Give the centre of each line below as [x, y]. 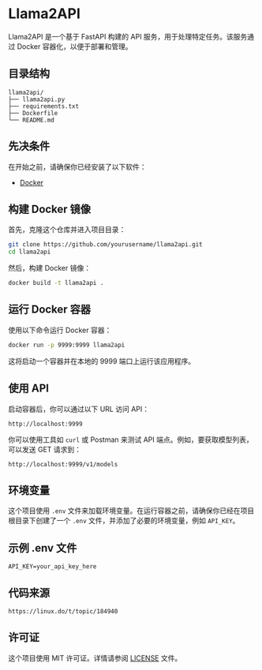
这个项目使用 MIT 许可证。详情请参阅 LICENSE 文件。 [95, 658]
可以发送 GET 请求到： [45, 449]
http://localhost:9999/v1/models [63, 464]
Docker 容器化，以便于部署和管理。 [75, 46]
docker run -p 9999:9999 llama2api [67, 345]
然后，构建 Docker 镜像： [50, 268]
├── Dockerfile [33, 113]
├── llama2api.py [37, 99]
